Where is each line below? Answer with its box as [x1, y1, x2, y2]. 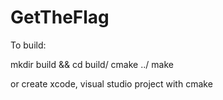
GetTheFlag [10, 6, 110, 29]
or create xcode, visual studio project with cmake [10, 77, 213, 90]
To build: [10, 39, 47, 51]
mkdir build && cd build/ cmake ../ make [10, 58, 174, 70]
